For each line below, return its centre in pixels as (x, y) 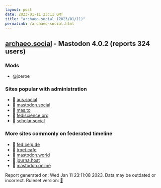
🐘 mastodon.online (32, 165)
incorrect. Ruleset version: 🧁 (34, 180)
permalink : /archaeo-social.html (40, 23)
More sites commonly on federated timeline (59, 134)
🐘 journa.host (26, 160)
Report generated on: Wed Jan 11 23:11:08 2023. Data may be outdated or (80, 175)
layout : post (19, 10)
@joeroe (21, 76)
